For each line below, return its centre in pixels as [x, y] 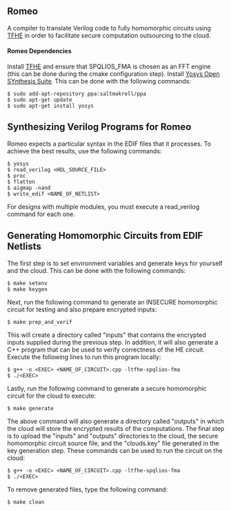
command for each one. [41, 214]
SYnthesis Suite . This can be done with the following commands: [99, 81]
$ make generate [30, 408]
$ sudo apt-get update [40, 100]
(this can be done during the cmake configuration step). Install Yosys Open [113, 74]
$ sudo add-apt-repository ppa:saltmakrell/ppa [77, 94]
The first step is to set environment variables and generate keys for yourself [115, 263]
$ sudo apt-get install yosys [51, 106]
